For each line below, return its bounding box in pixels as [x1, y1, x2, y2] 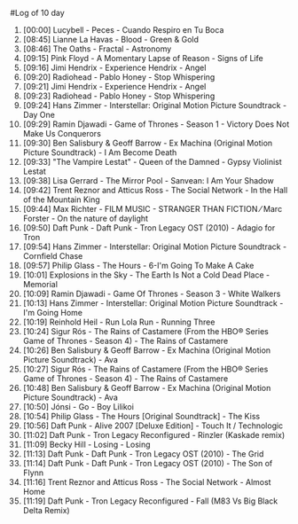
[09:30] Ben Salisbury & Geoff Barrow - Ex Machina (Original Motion [22, 137, 273, 148]
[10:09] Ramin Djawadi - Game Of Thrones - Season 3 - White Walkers [22, 288, 281, 299]
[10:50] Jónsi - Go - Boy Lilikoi [22, 402, 134, 411]
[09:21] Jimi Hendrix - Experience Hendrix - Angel [22, 82, 207, 91]
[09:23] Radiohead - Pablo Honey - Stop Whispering [22, 90, 216, 101]
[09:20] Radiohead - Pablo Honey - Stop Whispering [22, 72, 216, 82]
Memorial [22, 279, 59, 289]
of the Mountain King [22, 194, 100, 205]
